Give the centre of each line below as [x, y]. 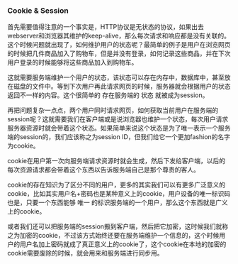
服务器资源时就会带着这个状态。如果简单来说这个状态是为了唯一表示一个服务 [119, 128]
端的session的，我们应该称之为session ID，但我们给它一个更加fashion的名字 [119, 137]
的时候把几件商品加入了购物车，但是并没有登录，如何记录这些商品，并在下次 [119, 54]
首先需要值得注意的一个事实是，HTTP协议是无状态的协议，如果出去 [106, 27]
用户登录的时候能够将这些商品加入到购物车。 [73, 62]
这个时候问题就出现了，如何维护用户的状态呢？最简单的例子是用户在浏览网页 [119, 45]
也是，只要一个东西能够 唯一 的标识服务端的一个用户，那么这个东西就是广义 [118, 203]
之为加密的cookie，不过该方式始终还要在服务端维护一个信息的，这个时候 [113, 236]
